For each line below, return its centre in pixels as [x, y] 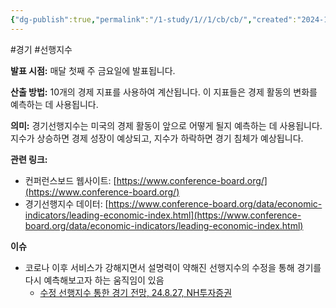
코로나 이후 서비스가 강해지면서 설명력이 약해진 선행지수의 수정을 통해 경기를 [173, 267]
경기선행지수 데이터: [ [66, 203]
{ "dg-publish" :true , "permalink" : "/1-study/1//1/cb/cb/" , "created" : [154, 19]
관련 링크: [29, 159]
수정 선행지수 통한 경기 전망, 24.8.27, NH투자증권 [136, 292]
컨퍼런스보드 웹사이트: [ [70, 180]
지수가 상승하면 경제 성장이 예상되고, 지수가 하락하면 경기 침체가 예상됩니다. [157, 138]
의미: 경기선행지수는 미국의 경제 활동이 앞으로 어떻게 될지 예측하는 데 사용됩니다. [166, 125]
